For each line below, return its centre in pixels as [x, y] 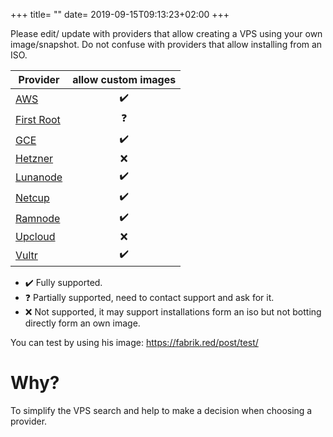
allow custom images [124, 79]
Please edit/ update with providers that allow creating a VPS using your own [166, 33]
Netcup [32, 197]
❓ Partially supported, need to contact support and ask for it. [149, 297]
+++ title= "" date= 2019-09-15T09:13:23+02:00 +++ [120, 14]
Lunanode [39, 177]
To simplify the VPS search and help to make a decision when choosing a [161, 410]
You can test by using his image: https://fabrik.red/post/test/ [134, 342]
